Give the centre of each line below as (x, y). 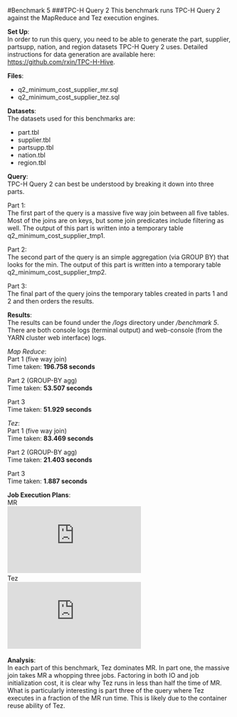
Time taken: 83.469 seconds (51, 438)
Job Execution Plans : (39, 495)
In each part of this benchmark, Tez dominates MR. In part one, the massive (118, 668)
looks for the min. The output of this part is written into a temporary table (114, 264)
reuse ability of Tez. (36, 706)
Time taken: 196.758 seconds (51, 367)
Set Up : (19, 32)
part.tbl (28, 132)
